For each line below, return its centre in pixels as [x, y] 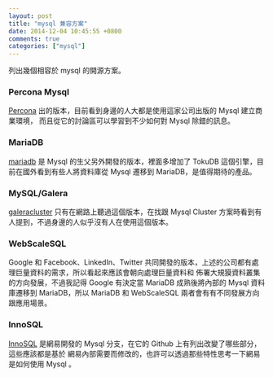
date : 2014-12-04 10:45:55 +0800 [65, 31]
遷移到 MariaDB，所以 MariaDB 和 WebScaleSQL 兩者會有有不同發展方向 [137, 293]
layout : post [31, 16]
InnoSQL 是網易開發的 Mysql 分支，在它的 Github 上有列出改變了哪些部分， [135, 344]
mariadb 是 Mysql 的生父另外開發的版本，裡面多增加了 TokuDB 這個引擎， [133, 161]
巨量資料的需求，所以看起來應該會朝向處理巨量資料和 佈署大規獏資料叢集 [138, 273]
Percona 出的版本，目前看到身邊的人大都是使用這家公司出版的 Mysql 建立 [132, 111]
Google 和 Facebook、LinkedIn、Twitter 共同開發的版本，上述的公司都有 [130, 262]
